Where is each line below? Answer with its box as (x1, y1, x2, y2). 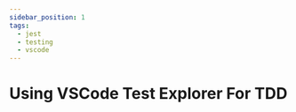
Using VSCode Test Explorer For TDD (9, 84, 288, 104)
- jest (17, 29, 42, 38)
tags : (9, 21, 29, 30)
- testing (17, 37, 53, 47)
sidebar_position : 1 (9, 12, 86, 22)
